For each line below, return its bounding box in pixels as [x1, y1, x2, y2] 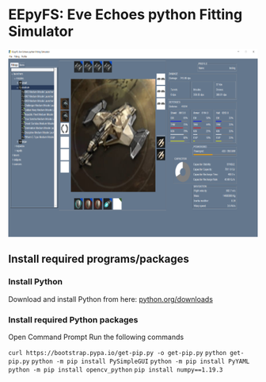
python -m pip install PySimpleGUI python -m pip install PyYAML [31, 357, 250, 365]
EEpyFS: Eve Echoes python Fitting [8, 6, 243, 24]
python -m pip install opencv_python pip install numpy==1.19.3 [8, 365, 223, 374]
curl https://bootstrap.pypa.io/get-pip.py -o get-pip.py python [8, 349, 227, 357]
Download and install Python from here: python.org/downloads [8, 294, 214, 303]
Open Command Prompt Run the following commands [8, 332, 184, 341]
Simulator [8, 22, 74, 41]
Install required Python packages [8, 314, 139, 325]
